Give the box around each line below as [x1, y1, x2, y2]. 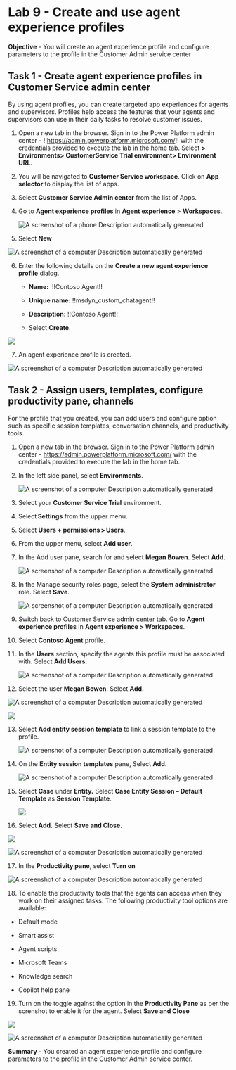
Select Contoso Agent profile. [18, 636, 106, 644]
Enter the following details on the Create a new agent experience [18, 261, 209, 269]
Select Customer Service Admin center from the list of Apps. [18, 193, 197, 201]
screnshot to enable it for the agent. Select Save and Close [18, 1007, 190, 1015]
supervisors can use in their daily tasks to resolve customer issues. [8, 115, 202, 123]
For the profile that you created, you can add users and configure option [8, 414, 217, 422]
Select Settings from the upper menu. [18, 511, 128, 521]
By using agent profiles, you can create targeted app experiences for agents [8, 100, 229, 108]
